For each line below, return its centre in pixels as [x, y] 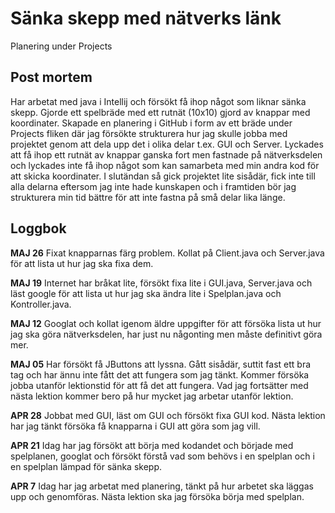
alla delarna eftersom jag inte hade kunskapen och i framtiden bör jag [153, 186]
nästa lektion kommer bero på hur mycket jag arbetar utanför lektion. [152, 396]
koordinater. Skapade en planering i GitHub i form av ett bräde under [151, 123]
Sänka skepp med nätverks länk [146, 18]
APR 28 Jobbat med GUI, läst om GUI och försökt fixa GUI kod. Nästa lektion [168, 415]
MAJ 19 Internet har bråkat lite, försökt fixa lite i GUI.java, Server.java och [161, 283]
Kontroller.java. [41, 304]
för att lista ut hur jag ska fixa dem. [82, 263]
